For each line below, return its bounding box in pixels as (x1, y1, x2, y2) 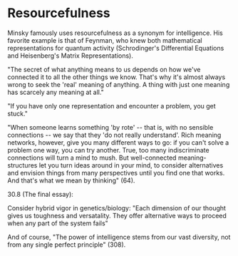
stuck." (7, 109, 29, 118)
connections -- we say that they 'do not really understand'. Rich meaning (7, 130, 222, 139)
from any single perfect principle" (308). (7, 240, 126, 249)
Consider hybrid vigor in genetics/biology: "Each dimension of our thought (7, 203, 227, 212)
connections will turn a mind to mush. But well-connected (7, 153, 177, 162)
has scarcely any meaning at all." (7, 88, 105, 96)
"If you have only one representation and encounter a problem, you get (7, 101, 216, 110)
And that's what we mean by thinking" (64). (7, 176, 135, 185)
